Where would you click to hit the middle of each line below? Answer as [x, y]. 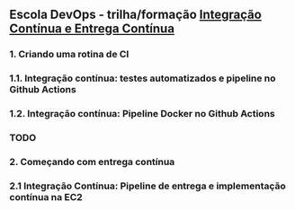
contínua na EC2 [46, 197]
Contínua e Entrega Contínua [92, 29]
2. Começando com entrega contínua [92, 162]
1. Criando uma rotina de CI [69, 55]
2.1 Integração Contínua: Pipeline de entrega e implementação [147, 186]
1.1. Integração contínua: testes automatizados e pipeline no [143, 78]
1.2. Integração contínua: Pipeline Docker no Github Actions [143, 114]
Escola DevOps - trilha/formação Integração [136, 15]
